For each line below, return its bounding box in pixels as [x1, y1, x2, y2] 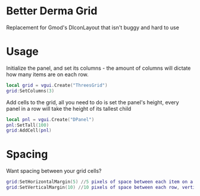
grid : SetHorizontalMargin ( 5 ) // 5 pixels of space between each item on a [6, 179, 193, 185]
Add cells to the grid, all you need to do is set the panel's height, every [6, 98, 180, 105]
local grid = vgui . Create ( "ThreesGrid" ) [6, 82, 108, 88]
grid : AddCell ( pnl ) [6, 127, 52, 133]
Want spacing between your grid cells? [6, 167, 102, 175]
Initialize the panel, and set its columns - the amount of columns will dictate [6, 64, 191, 71]
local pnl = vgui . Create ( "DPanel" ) [6, 116, 95, 123]
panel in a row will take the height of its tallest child [6, 105, 132, 112]
